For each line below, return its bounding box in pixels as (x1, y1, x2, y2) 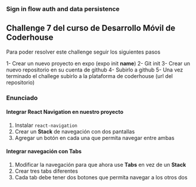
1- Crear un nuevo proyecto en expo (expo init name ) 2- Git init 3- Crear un (6, 60, 191, 67)
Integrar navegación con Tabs (6, 148, 82, 155)
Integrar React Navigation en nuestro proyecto (6, 108, 124, 116)
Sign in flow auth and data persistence (6, 5, 120, 13)
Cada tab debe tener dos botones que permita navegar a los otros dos (14, 174, 188, 181)
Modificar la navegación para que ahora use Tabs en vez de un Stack (14, 161, 186, 169)
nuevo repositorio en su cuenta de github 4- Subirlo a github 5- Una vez (6, 66, 183, 73)
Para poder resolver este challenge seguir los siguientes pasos (6, 48, 161, 55)
